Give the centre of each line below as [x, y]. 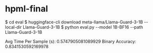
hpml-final [27, 9]
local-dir [13, 27]
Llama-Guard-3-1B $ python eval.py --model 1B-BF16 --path [83, 27]
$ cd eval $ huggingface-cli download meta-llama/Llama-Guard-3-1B [74, 22]
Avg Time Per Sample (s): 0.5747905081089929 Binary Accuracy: [71, 41]
